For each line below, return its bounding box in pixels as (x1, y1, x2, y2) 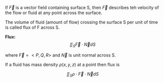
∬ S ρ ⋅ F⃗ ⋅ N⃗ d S (66, 71, 99, 78)
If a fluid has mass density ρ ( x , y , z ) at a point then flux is (5, 61, 120, 67)
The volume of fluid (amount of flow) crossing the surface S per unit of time (5, 20, 158, 25)
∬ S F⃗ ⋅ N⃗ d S (69, 41, 96, 48)
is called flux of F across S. (5, 24, 60, 30)
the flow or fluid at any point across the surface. (5, 10, 102, 16)
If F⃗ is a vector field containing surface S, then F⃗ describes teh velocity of (5, 5, 159, 10)
